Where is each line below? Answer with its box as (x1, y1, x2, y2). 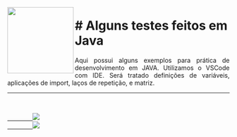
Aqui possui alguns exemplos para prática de (75, 56, 230, 64)
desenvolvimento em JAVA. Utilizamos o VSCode (75, 64, 230, 72)
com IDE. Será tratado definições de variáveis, (75, 71, 230, 79)
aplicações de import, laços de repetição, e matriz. (7, 78, 155, 87)
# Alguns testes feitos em (75, 18, 228, 34)
